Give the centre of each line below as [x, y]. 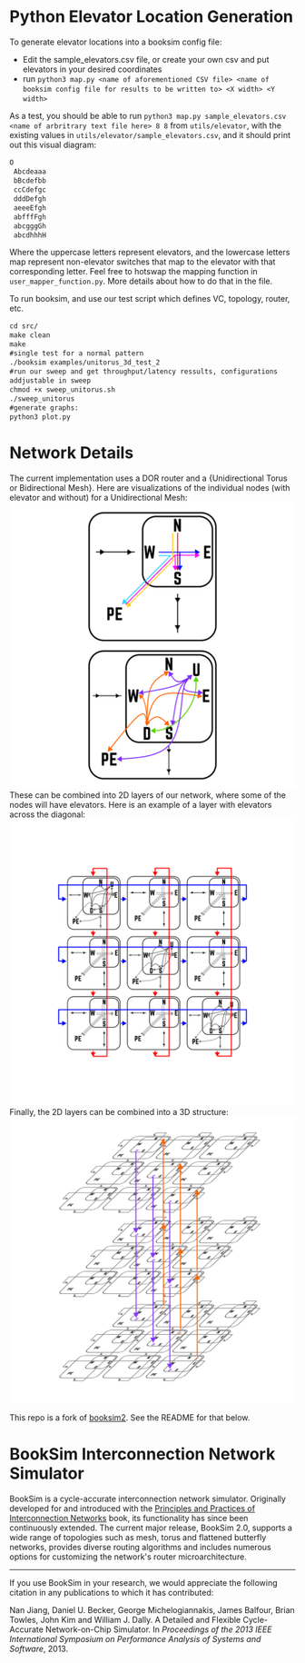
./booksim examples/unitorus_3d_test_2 [85, 362]
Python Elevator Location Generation [151, 17]
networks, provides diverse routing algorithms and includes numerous [140, 1547]
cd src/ [24, 326]
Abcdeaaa [30, 171]
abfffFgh [30, 217]
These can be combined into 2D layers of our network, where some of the [148, 795]
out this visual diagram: [53, 144]
